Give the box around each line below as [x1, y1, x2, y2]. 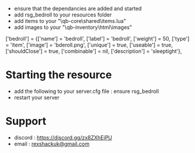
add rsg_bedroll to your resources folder [14, 11, 112, 18]
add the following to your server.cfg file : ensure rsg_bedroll [14, 88, 159, 95]
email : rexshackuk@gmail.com [14, 140, 90, 147]
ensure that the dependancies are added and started [14, 5, 142, 12]
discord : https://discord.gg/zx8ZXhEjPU [14, 134, 113, 141]
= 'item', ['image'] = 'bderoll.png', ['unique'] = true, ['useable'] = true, [5, 41, 173, 48]
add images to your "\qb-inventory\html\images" [14, 24, 133, 31]
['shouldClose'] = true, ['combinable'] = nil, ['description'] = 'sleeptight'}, [5, 48, 183, 55]
